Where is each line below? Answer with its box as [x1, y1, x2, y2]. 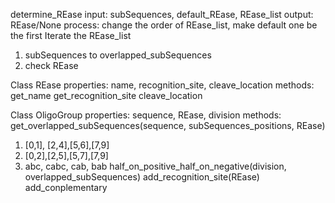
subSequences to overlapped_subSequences [24, 49, 212, 61]
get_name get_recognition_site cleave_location [10, 90, 203, 101]
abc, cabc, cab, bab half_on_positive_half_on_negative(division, [24, 160, 287, 172]
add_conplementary [24, 182, 108, 193]
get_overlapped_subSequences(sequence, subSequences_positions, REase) [10, 120, 326, 131]
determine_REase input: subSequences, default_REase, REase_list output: [10, 9, 314, 20]
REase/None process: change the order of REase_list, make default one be [10, 19, 318, 31]
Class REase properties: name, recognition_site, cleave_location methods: [10, 79, 315, 91]
